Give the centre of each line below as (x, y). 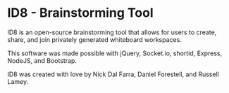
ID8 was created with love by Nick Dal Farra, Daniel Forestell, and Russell (113, 74)
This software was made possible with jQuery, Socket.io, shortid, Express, (115, 53)
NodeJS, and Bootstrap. (42, 60)
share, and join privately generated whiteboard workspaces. (94, 39)
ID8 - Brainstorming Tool (80, 13)
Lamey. (18, 81)
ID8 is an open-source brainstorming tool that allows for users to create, (112, 32)
